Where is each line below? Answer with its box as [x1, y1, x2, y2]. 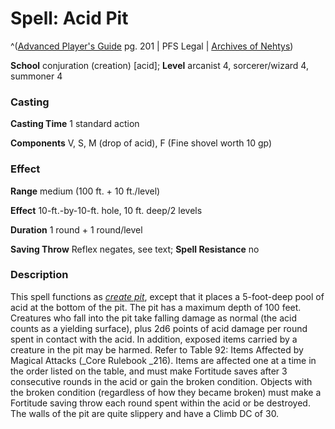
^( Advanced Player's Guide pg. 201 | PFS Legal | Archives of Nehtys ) [10, 40, 294, 52]
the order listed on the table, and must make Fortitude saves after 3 [10, 365, 288, 377]
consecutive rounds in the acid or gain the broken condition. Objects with [10, 375, 313, 387]
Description [10, 268, 69, 282]
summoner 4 [10, 70, 63, 82]
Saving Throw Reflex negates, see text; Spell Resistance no [10, 243, 260, 255]
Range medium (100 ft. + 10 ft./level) [10, 185, 161, 197]
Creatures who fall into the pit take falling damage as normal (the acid [10, 312, 297, 324]
